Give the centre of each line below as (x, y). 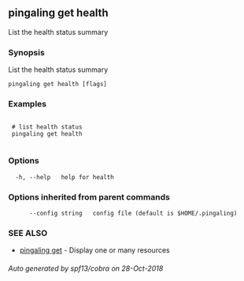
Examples (28, 104)
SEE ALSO (28, 233)
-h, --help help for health (65, 177)
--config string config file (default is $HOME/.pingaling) (133, 213)
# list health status (47, 127)
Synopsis (26, 52)
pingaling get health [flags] (58, 84)
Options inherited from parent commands (89, 197)
